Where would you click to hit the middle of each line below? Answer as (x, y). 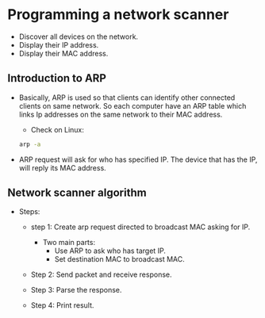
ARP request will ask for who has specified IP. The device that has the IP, (138, 159)
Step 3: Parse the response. (76, 290)
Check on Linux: (58, 129)
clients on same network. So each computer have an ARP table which (132, 105)
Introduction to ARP (57, 78)
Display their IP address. (59, 44)
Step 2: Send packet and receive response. (101, 274)
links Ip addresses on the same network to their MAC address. (121, 114)
